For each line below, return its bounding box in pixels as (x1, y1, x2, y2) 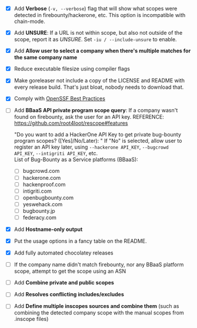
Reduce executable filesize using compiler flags (14, 65, 131, 72)
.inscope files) (14, 316, 49, 323)
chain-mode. (14, 18, 45, 25)
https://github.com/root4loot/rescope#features (14, 120, 128, 127)
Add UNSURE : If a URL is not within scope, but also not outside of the (14, 29, 183, 36)
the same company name (14, 54, 78, 61)
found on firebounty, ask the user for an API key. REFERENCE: (14, 113, 164, 121)
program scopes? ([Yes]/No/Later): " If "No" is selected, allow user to (14, 138, 182, 145)
